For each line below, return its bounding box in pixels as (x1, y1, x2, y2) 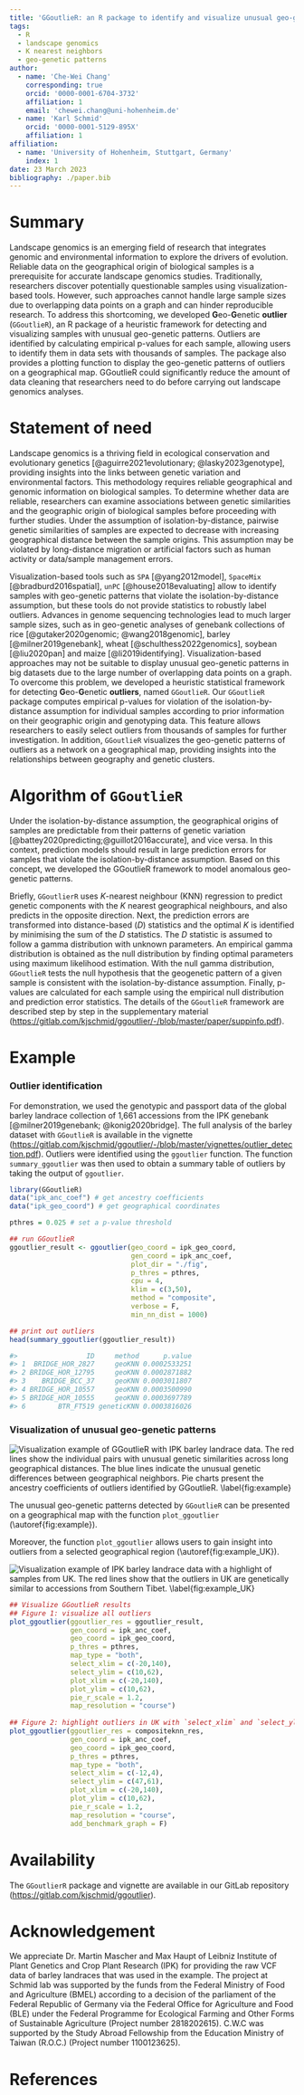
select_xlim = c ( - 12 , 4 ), (70, 1768, 165, 1778)
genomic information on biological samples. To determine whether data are (9, 486, 290, 498)
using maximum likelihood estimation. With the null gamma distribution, (9, 958, 274, 969)
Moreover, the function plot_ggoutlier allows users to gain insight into (9, 1536, 273, 1547)
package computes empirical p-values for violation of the (9, 696, 223, 707)
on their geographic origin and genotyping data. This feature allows (9, 716, 261, 727)
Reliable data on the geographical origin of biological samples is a (9, 262, 255, 272)
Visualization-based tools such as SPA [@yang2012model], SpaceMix (9, 571, 261, 582)
